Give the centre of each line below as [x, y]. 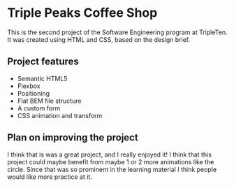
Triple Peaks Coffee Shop [82, 13]
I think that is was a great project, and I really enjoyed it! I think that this [109, 154]
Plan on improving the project [73, 138]
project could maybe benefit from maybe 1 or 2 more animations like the [111, 161]
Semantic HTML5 [42, 78]
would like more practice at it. [50, 177]
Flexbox [29, 86]
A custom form [39, 108]
